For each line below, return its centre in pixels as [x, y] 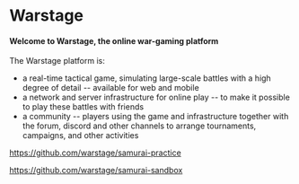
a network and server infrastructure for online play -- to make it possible [156, 97]
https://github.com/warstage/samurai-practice [95, 153]
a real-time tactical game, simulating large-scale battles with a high [146, 78]
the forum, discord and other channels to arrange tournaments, [139, 126]
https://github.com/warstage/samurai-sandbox [96, 171]
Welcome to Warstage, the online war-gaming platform [114, 40]
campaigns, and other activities [80, 136]
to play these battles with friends [83, 107]
